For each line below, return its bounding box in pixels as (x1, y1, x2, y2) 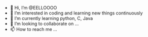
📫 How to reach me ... (10, 26, 57, 32)
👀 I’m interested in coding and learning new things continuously (10, 10, 143, 16)
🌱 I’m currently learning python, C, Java (10, 15, 93, 21)
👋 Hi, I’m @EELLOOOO (10, 5, 57, 10)
